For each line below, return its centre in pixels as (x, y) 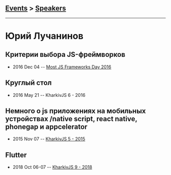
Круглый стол (28, 83)
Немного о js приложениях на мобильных (76, 111)
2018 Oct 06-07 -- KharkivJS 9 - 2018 (52, 167)
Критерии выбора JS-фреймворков (65, 55)
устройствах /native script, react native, (71, 119)
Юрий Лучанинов (45, 36)
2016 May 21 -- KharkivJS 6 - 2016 (49, 95)
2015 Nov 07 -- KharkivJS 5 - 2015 (49, 139)
